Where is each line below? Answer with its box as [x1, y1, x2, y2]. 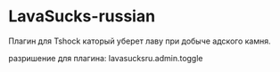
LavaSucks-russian [8, 6, 156, 27]
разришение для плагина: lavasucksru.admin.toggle [8, 52, 203, 63]
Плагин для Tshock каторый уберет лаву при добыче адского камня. [8, 36, 271, 46]
